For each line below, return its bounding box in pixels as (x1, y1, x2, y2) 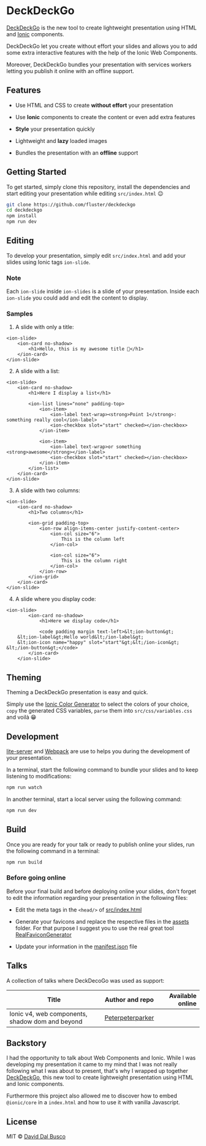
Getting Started (6, 167, 67, 177)
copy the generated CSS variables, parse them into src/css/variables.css (6, 707, 193, 714)
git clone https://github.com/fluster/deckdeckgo (6, 201, 136, 207)
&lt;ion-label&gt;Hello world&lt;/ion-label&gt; (17, 634, 144, 640)
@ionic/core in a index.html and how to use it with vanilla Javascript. (6, 1099, 180, 1106)
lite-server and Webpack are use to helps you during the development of (6, 748, 190, 755)
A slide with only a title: (15, 323, 74, 331)
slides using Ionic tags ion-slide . (6, 258, 91, 266)
